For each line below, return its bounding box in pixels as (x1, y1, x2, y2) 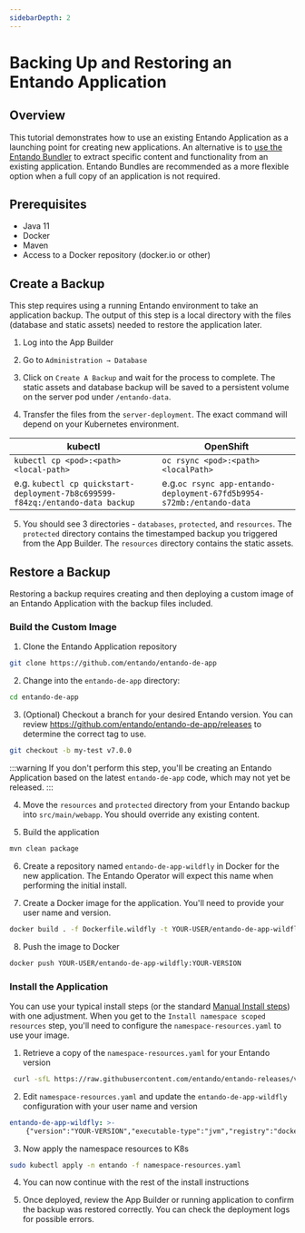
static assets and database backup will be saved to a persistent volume (22, 382, 290, 393)
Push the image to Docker (22, 941, 120, 952)
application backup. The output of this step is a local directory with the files (9, 310, 292, 321)
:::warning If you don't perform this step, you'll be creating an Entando (9, 762, 272, 773)
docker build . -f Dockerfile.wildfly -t (9, 924, 169, 933)
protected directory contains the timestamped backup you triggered (22, 528, 279, 539)
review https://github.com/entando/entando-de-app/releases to (22, 719, 261, 730)
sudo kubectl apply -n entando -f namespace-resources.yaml (9, 1160, 242, 1169)
